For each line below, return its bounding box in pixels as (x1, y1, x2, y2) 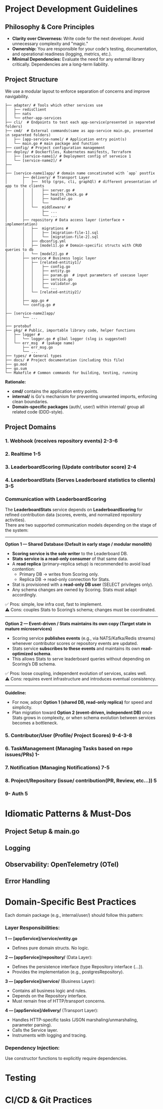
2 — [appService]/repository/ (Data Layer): (5, 954, 93, 960)
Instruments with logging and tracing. (12, 1032, 87, 1038)
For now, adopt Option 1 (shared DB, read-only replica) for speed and (12, 699, 153, 705)
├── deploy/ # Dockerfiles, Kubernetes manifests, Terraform (5, 149, 131, 154)
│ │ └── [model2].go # (5, 251, 68, 256)
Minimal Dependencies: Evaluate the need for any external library (12, 56, 145, 62)
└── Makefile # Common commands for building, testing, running (5, 370, 138, 375)
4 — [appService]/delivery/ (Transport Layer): (5, 1007, 98, 1013)
